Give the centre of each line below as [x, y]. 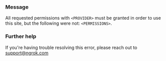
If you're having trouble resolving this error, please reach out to [71, 47]
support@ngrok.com [27, 53]
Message [17, 7]
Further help [21, 36]
